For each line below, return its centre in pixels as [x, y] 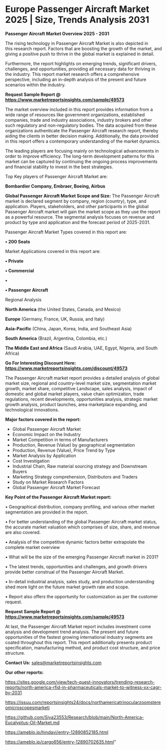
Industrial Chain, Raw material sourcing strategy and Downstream [80, 466]
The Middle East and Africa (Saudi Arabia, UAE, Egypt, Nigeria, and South [82, 348]
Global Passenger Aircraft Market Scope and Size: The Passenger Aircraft [82, 196]
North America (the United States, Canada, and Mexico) [63, 309]
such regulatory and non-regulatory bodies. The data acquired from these [81, 125]
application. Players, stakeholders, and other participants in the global [77, 206]
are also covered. [23, 532]
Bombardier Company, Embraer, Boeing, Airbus [55, 186]
